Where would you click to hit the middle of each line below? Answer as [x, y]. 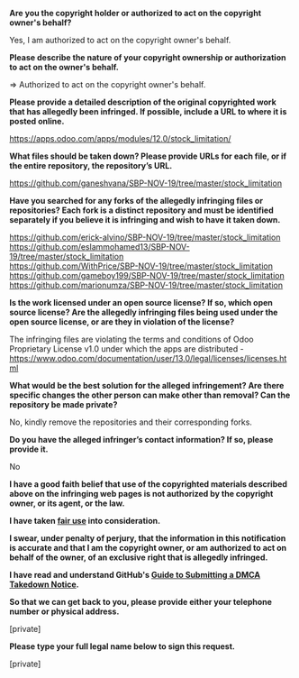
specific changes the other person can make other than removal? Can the [150, 395]
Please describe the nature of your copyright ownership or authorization [148, 57]
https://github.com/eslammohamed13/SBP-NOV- [100, 247]
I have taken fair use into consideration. [85, 521]
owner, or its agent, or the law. [67, 503]
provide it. [29, 449]
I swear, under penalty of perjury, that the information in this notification [148, 538]
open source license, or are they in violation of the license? [122, 322]
